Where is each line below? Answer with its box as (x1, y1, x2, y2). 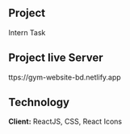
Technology (8, 95, 70, 109)
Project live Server (8, 51, 103, 65)
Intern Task (8, 27, 46, 37)
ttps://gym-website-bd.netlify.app (8, 72, 121, 82)
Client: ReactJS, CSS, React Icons (8, 116, 123, 127)
